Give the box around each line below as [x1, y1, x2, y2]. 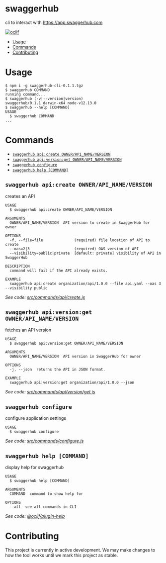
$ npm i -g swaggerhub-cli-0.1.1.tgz [5, 83, 83, 88]
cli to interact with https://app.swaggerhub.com [5, 19, 103, 25]
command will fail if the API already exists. [9, 268, 108, 273]
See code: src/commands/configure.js [5, 438, 84, 444]
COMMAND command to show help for [9, 491, 83, 496]
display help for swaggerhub [5, 465, 64, 470]
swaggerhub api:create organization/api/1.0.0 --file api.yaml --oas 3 [9, 281, 162, 286]
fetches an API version [5, 327, 51, 333]
